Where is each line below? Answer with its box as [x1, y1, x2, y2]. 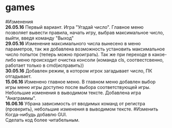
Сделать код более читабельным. [5, 117, 80, 123]
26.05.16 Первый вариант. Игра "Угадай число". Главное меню [5, 24, 144, 30]
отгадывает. [5, 73, 32, 79]
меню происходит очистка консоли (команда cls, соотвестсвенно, [17, 57, 164, 63]
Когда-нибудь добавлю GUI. [5, 111, 67, 117]
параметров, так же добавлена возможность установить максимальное [5, 46, 165, 52]
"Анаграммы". [5, 95, 36, 101]
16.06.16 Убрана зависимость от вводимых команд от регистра [5, 100, 145, 106]
